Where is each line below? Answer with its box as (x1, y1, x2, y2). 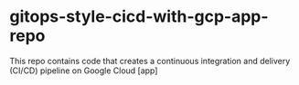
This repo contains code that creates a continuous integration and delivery (9, 55, 291, 66)
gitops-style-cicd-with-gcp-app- (9, 6, 269, 27)
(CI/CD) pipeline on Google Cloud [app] (9, 65, 158, 76)
